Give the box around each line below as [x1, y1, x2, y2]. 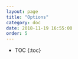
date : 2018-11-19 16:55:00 [6, 25, 73, 31]
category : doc [6, 19, 41, 25]
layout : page [6, 8, 38, 15]
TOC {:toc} [14, 47, 41, 54]
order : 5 [6, 31, 28, 37]
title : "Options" [6, 14, 49, 20]
